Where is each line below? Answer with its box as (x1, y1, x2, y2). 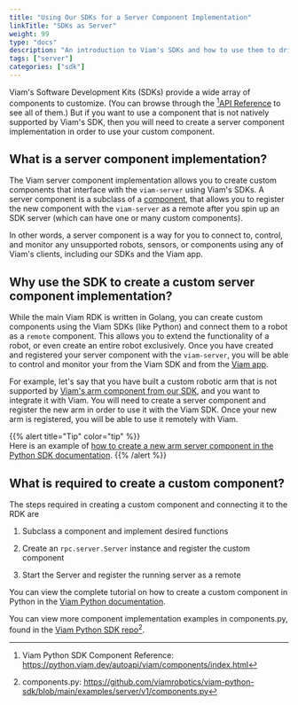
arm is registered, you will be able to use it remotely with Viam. (9, 414, 239, 425)
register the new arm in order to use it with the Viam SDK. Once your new (9, 404, 278, 415)
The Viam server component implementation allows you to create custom (9, 175, 277, 186)
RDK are (9, 508, 40, 519)
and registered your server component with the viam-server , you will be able (9, 349, 289, 360)
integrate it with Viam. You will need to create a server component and (9, 396, 266, 406)
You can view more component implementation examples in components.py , (9, 613, 288, 623)
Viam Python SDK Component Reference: (21, 649, 175, 661)
